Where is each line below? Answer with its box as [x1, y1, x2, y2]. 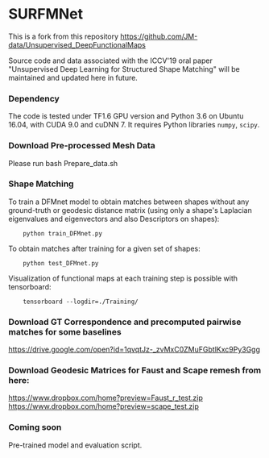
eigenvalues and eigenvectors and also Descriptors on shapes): [8, 214, 220, 223]
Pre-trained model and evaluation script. [8, 440, 143, 450]
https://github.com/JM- [120, 31, 198, 41]
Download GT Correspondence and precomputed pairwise [8, 316, 242, 327]
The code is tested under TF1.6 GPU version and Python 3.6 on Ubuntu [8, 111, 244, 121]
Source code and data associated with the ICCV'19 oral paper [8, 56, 213, 65]
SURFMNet [8, 5, 84, 23]
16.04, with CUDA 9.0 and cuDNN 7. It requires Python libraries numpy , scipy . [8, 120, 260, 130]
